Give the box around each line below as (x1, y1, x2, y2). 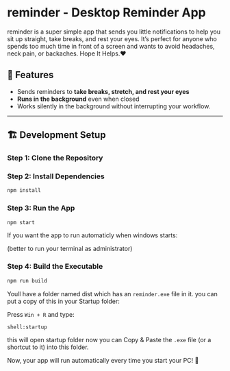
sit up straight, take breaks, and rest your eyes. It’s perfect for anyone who (7, 34, 217, 43)
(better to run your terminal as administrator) (7, 245, 133, 253)
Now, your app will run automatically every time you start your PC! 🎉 (7, 357, 199, 365)
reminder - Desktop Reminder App (7, 5, 207, 21)
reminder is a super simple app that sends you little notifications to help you (7, 27, 221, 36)
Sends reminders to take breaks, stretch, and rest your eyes (16, 87, 190, 95)
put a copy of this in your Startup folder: (7, 297, 120, 305)
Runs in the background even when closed (16, 95, 140, 103)
